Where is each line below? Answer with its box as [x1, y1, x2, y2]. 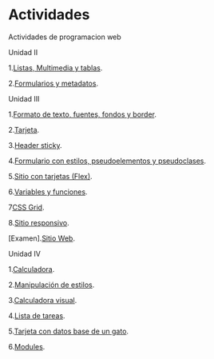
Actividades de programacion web [8, 32, 121, 42]
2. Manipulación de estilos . [8, 280, 95, 289]
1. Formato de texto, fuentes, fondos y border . [8, 110, 157, 119]
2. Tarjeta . [8, 125, 40, 134]
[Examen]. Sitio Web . [8, 233, 76, 243]
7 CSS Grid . [8, 202, 45, 212]
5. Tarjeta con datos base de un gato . [8, 326, 129, 336]
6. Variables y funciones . [8, 186, 88, 197]
